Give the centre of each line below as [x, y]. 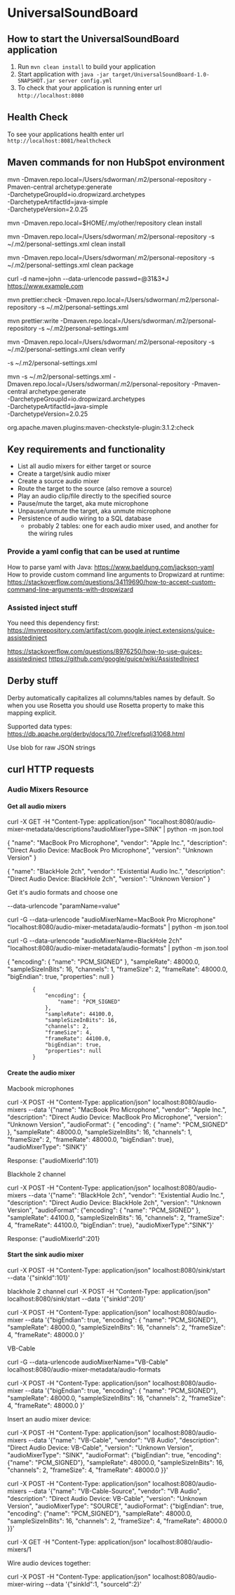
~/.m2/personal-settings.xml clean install [67, 244]
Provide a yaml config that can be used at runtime [94, 551]
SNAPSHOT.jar [36, 81]
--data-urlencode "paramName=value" [64, 906]
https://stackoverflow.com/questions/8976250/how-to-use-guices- [105, 652]
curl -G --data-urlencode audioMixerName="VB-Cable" [88, 1362]
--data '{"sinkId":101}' [39, 1278]
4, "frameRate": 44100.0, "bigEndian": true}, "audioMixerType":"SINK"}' [110, 1225]
